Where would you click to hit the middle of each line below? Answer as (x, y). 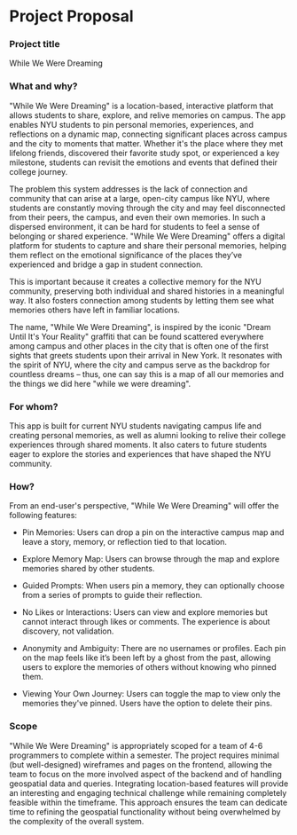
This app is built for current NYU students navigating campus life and (135, 426)
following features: (43, 516)
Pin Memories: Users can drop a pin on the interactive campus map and (153, 532)
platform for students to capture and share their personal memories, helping (148, 245)
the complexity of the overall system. (77, 821)
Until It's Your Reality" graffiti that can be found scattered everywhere (137, 336)
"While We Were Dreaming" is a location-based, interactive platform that (141, 106)
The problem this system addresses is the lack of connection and (129, 189)
